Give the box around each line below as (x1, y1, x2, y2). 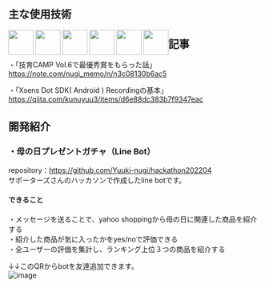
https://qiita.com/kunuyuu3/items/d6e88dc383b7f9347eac (8, 94, 204, 104)
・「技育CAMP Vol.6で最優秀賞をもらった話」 (8, 60, 157, 70)
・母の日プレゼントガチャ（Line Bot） (8, 146, 156, 157)
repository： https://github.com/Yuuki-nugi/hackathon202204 (8, 165, 212, 174)
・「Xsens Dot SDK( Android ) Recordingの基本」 (8, 86, 168, 95)
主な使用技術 (8, 7, 72, 22)
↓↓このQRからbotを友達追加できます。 (8, 262, 139, 271)
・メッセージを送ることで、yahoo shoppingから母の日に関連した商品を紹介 (8, 214, 258, 224)
